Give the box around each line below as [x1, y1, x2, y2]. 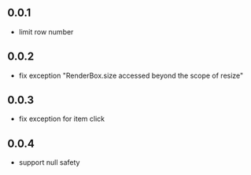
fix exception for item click [18, 114, 105, 124]
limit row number [18, 27, 74, 36]
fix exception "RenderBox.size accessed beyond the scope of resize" [18, 71, 244, 80]
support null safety [18, 158, 80, 167]
